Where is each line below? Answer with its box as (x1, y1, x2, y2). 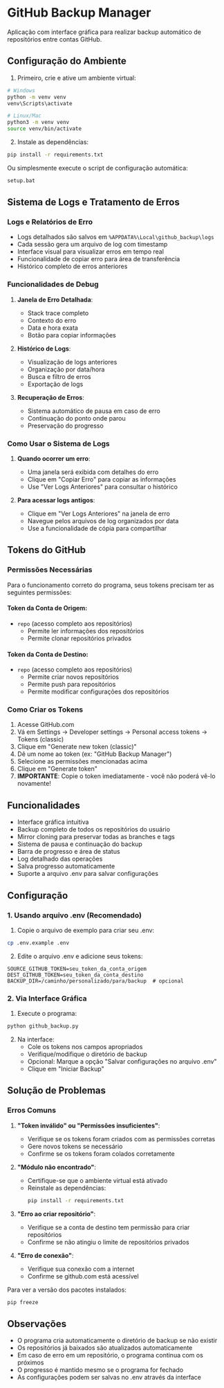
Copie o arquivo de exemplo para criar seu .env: (17, 926, 154, 934)
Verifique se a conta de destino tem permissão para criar (27, 1223, 190, 1231)
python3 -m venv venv (7, 119, 70, 126)
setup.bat (7, 177, 36, 184)
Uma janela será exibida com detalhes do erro (27, 468, 159, 476)
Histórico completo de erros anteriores (17, 262, 128, 271)
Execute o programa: (17, 1010, 77, 1018)
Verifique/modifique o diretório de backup (27, 1050, 147, 1058)
